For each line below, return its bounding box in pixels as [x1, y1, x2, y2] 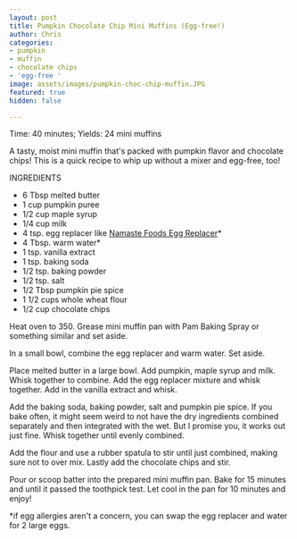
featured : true [9, 88, 66, 97]
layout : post [9, 13, 58, 22]
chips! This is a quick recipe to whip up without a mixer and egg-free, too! [9, 156, 281, 166]
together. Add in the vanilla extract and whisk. [9, 384, 178, 395]
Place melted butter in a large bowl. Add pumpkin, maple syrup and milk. [9, 366, 276, 376]
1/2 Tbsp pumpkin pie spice [21, 285, 125, 296]
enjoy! [9, 493, 32, 504]
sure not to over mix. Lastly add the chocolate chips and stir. [9, 457, 231, 467]
